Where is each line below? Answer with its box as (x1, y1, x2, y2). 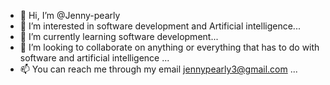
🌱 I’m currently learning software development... (19, 31, 219, 42)
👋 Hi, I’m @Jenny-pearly (19, 10, 121, 21)
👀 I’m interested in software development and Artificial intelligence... (19, 20, 301, 32)
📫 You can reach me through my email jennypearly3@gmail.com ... (19, 63, 298, 75)
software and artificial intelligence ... (19, 52, 170, 64)
